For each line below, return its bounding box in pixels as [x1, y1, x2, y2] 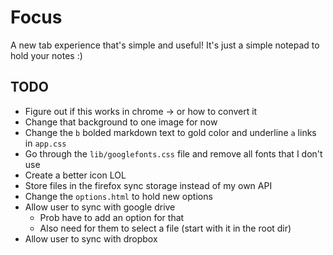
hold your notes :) [10, 49, 83, 61]
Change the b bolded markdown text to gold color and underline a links [24, 126, 317, 138]
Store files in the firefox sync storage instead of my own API [24, 179, 273, 191]
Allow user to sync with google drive [24, 201, 176, 213]
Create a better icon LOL [24, 169, 127, 181]
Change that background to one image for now [24, 116, 218, 128]
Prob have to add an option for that [39, 211, 185, 223]
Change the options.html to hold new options [24, 190, 213, 202]
